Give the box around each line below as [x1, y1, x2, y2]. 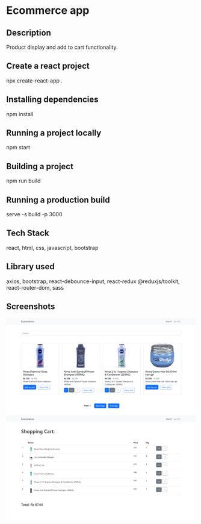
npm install [6, 110, 34, 117]
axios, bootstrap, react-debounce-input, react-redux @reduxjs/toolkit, [6, 278, 180, 285]
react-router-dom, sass [6, 284, 64, 291]
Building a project [6, 161, 74, 172]
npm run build [6, 177, 41, 184]
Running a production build [6, 195, 110, 205]
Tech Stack [6, 228, 49, 239]
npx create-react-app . [6, 76, 63, 84]
